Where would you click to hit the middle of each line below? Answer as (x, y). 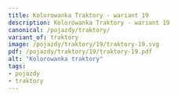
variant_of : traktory (44, 37)
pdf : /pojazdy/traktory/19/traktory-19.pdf (80, 52)
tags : (17, 66)
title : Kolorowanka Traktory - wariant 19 (78, 15)
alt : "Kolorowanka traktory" (56, 59)
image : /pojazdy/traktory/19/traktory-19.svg (84, 45)
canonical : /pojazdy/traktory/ (59, 30)
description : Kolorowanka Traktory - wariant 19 (89, 23)
